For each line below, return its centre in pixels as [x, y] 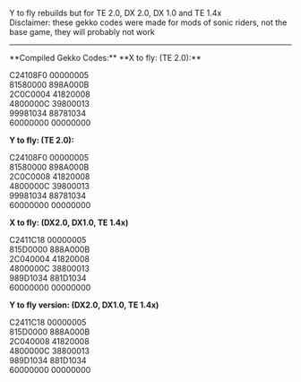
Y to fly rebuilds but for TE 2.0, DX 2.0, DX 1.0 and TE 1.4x [116, 13]
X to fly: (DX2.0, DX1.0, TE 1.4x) [69, 222]
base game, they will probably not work [82, 32]
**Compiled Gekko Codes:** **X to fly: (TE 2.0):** [105, 58]
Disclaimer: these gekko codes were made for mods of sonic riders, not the [148, 22]
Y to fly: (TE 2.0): [42, 140]
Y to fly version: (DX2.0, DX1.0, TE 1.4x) [84, 305]
